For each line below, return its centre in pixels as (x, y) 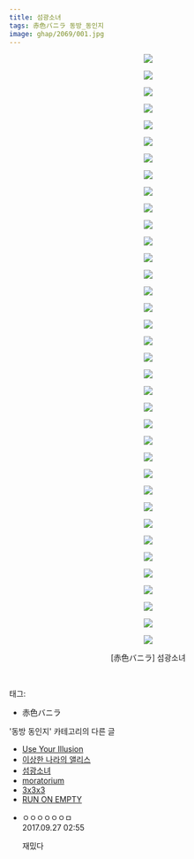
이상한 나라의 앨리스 (56, 760)
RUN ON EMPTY (52, 800)
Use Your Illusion (52, 749)
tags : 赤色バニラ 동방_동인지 (56, 26)
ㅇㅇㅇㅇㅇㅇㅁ (47, 818)
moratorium (43, 781)
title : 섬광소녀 (35, 17)
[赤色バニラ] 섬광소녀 (148, 658)
